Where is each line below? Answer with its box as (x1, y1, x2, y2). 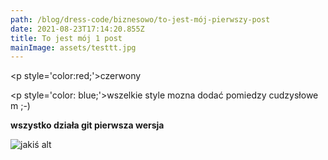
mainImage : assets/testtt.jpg (10, 42, 137, 53)
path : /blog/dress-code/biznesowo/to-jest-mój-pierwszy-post (10, 14, 271, 25)
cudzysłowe (268, 89, 319, 101)
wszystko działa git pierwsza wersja (10, 119, 165, 131)
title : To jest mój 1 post (10, 33, 123, 43)
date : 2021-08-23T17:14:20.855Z (10, 24, 145, 34)
